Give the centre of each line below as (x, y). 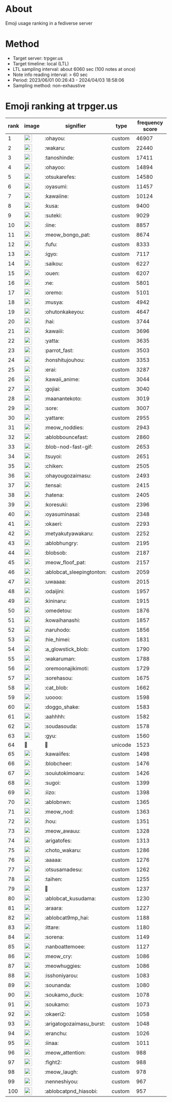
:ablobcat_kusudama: (70, 898)
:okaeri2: (55, 1014)
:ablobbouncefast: (66, 437)
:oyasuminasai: (62, 514)
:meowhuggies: (63, 966)
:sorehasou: (59, 678)
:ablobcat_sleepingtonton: (76, 572)
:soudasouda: (61, 726)
